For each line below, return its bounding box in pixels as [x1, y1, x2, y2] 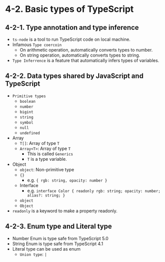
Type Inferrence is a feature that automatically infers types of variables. [12, 58, 160, 63]
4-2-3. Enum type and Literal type [5, 222, 112, 231]
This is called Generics [27, 150, 73, 157]
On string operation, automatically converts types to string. [19, 52, 140, 58]
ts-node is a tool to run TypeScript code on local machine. [12, 36, 131, 42]
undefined [19, 131, 41, 135]
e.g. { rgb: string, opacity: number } [27, 177, 108, 183]
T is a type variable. [27, 156, 67, 162]
